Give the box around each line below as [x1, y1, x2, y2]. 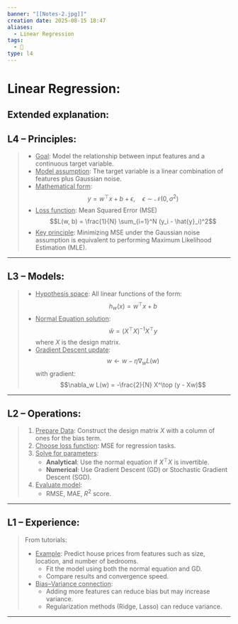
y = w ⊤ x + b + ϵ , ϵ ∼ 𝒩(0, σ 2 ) [87, 193, 179, 203]
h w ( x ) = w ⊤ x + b [108, 300, 158, 312]
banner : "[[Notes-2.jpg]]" [7, 10, 87, 18]
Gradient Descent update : [35, 345, 111, 354]
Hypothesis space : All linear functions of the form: [35, 289, 183, 298]
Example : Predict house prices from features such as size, [35, 549, 205, 558]
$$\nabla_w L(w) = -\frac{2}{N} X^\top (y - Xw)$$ [59, 380, 207, 389]
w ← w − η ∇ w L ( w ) [106, 356, 160, 367]
